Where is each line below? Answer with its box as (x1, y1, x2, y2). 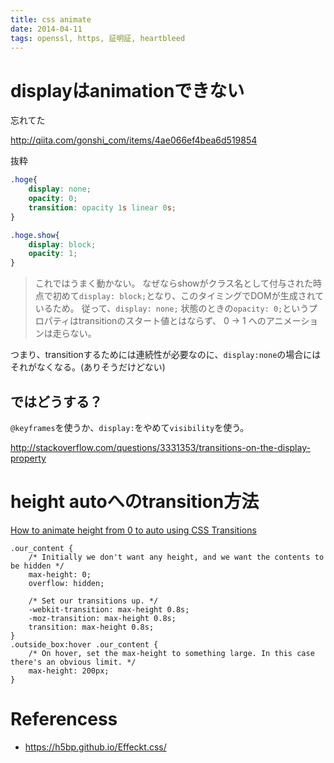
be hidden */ (10, 561, 65, 571)
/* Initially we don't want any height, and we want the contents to (28, 552, 325, 562)
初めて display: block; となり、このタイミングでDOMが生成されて (52, 290, 325, 302)
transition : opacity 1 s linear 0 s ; (28, 202, 177, 213)
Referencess (10, 708, 118, 731)
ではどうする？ (10, 393, 103, 410)
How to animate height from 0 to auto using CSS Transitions (10, 524, 257, 536)
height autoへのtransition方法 (10, 491, 260, 513)
